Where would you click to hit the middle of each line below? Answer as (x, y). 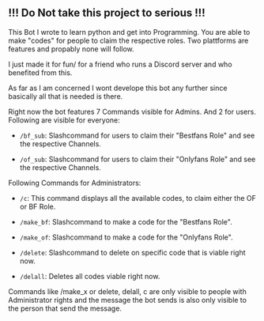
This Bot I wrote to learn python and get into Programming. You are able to (129, 32)
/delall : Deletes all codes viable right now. (90, 276)
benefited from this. (40, 72)
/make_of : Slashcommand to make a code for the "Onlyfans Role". (126, 237)
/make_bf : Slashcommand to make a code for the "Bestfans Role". (126, 221)
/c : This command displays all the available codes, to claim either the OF (138, 198)
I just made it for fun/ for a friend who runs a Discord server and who (120, 64)
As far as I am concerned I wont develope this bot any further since (118, 88)
